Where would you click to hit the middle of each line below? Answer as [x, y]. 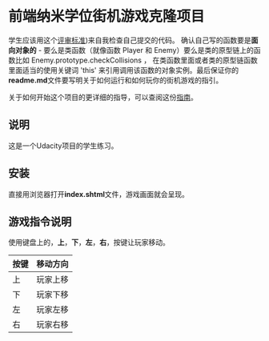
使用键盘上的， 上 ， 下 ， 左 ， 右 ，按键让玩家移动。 [89, 243]
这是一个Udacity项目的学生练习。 [63, 146]
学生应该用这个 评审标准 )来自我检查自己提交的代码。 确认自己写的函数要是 [130, 40]
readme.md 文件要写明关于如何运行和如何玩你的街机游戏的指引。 [116, 80]
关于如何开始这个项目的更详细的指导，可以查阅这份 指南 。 [103, 97]
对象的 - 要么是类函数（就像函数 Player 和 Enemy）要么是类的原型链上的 [134, 50]
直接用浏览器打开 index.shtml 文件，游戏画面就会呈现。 [99, 194]
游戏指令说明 [40, 221]
